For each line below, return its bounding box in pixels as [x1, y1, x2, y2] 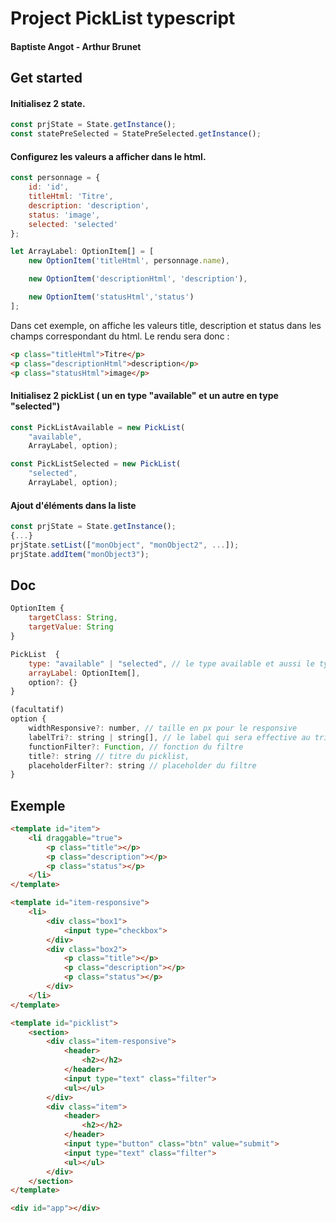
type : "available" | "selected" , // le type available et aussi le [28, 658, 315, 669]
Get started [10, 70, 83, 87]
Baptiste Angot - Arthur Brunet [10, 40, 142, 52]
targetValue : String [28, 622, 114, 632]
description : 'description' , [28, 200, 150, 211]
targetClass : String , [28, 613, 118, 623]
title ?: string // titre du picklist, [28, 751, 190, 761]
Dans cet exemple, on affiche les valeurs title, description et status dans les [10, 319, 322, 331]
